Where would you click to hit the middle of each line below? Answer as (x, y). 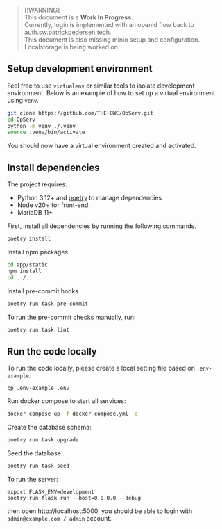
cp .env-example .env (39, 389)
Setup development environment (80, 69)
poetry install (29, 239)
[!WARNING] (42, 10)
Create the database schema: (49, 428)
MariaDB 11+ (35, 213)
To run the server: (33, 479)
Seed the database (34, 453)
